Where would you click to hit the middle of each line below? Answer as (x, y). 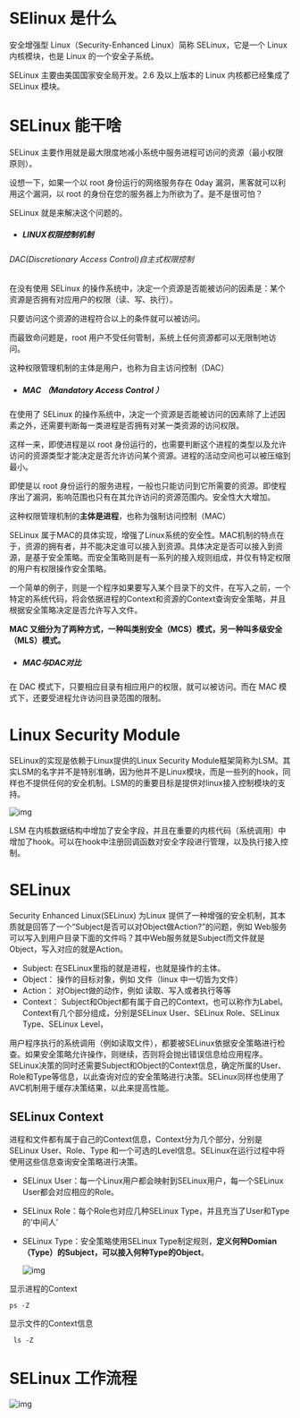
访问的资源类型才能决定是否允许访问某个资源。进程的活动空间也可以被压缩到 (150, 456)
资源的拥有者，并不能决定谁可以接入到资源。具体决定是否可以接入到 (150, 546)
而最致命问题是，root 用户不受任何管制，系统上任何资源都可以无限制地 (139, 337)
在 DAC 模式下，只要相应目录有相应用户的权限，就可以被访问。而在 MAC (143, 687)
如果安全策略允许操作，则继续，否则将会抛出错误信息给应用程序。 (146, 1055)
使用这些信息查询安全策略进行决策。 (76, 1162)
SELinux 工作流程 (73, 1379)
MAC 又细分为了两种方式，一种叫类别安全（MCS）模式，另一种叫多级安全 (146, 629)
